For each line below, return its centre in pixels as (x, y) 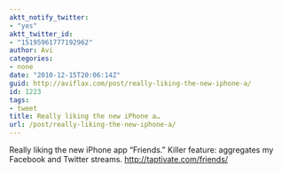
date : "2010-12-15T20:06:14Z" (65, 75)
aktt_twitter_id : (41, 34)
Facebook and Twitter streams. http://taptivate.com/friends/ (119, 159)
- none (21, 67)
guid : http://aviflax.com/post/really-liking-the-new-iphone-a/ (130, 83)
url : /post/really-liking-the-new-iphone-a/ (93, 125)
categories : (31, 59)
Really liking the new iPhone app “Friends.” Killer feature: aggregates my (141, 150)
